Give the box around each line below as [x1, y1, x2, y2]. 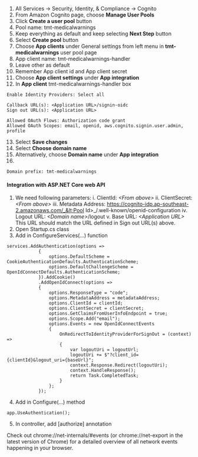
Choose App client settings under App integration [15, 74, 140, 81]
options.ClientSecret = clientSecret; [48, 306, 144, 312]
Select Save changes [15, 138, 68, 145]
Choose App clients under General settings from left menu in [15, 43, 164, 50]
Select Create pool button [15, 37, 79, 43]
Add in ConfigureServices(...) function [15, 232, 108, 239]
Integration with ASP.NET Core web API [6, 181, 105, 188]
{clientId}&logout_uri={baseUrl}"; [6, 357, 94, 363]
